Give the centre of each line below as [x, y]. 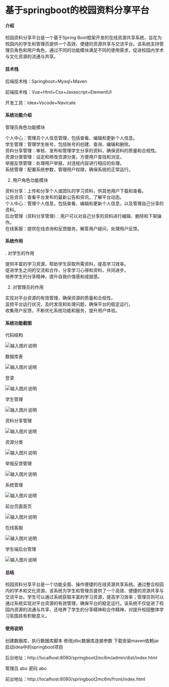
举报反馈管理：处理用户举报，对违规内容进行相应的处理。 [65, 163]
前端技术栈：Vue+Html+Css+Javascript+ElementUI [59, 92]
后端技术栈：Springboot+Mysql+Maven [46, 81]
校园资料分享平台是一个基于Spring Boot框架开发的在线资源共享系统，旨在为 [83, 38]
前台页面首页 [18, 506]
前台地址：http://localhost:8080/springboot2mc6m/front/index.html [75, 679]
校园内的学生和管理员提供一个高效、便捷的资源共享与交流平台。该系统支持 [82, 44]
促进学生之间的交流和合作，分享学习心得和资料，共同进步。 [67, 270]
